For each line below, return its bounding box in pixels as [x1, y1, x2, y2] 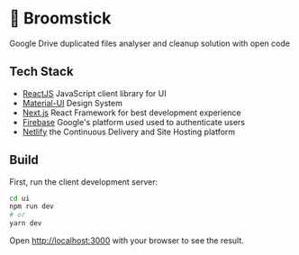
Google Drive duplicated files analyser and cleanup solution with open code [9, 38, 291, 49]
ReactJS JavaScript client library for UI [22, 87, 167, 98]
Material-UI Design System [22, 97, 123, 108]
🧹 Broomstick [9, 8, 112, 29]
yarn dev [9, 219, 42, 228]
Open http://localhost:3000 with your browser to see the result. [9, 235, 245, 246]
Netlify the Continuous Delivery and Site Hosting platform [22, 126, 236, 137]
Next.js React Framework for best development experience [22, 107, 241, 118]
